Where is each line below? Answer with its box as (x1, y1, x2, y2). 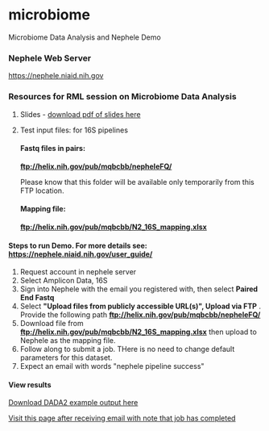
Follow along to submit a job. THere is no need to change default (19, 345, 235, 354)
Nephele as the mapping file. (19, 336, 116, 345)
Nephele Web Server (8, 52, 91, 64)
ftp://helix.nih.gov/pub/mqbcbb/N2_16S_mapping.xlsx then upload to (19, 327, 258, 337)
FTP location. (19, 186, 64, 195)
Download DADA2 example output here (8, 398, 139, 408)
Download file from (19, 319, 85, 328)
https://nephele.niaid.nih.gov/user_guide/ (8, 249, 153, 259)
